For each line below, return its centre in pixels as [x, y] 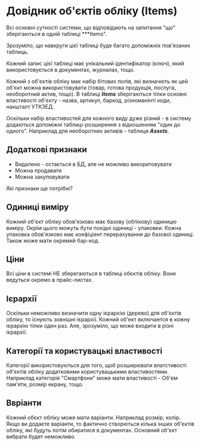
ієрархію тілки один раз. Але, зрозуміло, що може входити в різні [90, 326]
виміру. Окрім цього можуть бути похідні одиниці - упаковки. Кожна [94, 227]
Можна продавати [38, 170]
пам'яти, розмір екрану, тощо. [45, 384]
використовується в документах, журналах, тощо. [71, 69]
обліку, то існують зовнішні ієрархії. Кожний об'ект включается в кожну [98, 319]
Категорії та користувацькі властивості [84, 351]
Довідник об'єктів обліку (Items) [92, 11]
